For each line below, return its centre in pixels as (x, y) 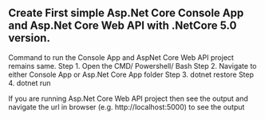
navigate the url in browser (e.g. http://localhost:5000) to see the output (127, 106)
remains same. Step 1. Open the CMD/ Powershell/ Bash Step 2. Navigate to (132, 66)
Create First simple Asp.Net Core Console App (126, 13)
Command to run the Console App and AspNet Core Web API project (121, 57)
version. (29, 38)
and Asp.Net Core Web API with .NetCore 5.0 (123, 26)
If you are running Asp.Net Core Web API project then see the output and (129, 98)
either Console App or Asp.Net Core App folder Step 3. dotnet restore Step (131, 74)
